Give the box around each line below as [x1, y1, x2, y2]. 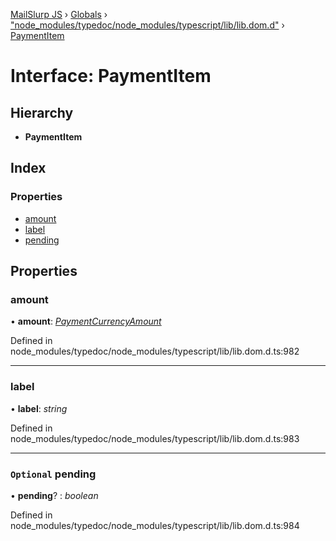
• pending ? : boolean [10, 489, 99, 501]
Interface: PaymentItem [10, 65, 212, 88]
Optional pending [10, 467, 97, 481]
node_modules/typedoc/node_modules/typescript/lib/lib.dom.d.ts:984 [10, 519, 300, 531]
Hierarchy [10, 104, 74, 121]
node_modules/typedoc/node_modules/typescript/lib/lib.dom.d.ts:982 [10, 345, 300, 358]
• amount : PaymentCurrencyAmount [10, 315, 162, 328]
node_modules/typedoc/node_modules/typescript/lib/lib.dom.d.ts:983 [10, 432, 300, 444]
